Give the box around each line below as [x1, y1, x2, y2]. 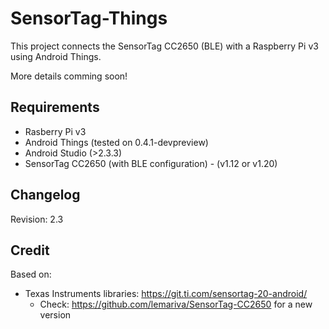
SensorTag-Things [10, 7, 168, 30]
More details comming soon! [10, 70, 128, 82]
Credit [10, 242, 50, 259]
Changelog [10, 187, 81, 204]
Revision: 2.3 [10, 213, 64, 225]
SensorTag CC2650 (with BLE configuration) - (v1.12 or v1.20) [24, 157, 278, 169]
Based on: [10, 268, 52, 281]
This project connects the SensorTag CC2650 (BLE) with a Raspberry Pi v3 [10, 40, 319, 52]
